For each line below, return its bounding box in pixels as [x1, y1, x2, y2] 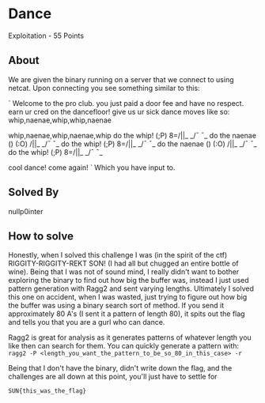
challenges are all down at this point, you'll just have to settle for [8, 372, 218, 382]
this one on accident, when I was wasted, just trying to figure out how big [8, 292, 248, 302]
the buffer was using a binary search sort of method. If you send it [8, 301, 224, 311]
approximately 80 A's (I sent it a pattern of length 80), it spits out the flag [8, 309, 245, 318]
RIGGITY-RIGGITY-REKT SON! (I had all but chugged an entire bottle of [8, 258, 239, 269]
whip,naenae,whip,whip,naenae [8, 115, 112, 125]
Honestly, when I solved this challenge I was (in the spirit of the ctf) [8, 250, 228, 260]
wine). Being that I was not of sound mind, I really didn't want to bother [8, 267, 240, 277]
